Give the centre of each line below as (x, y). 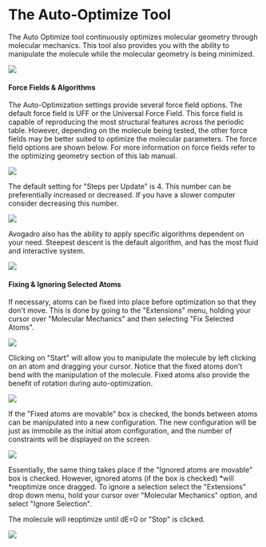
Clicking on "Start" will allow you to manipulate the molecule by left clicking (132, 358)
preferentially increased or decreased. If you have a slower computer (122, 195)
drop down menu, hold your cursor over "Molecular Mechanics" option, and (133, 495)
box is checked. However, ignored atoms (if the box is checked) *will (121, 478)
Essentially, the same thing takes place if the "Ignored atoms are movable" (131, 470)
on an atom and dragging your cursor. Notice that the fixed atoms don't (125, 366)
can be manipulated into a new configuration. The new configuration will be (133, 422)
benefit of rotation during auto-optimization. (81, 383)
